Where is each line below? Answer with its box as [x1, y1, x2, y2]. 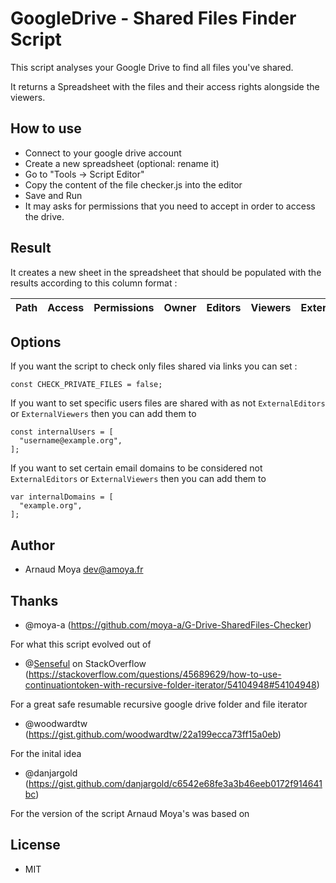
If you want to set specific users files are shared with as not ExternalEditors [10, 397, 326, 409]
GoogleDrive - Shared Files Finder [10, 7, 297, 30]
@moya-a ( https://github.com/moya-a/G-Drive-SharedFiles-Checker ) [24, 619, 312, 631]
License [10, 837, 61, 854]
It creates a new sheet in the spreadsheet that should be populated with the [10, 266, 322, 278]
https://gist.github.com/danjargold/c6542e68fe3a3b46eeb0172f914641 [28, 778, 323, 789]
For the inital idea [10, 748, 82, 759]
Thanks [10, 592, 59, 609]
